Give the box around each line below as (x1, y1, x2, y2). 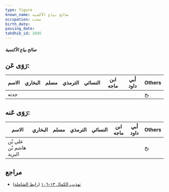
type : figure (5, 7, 33, 13)
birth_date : (5, 21, 30, 27)
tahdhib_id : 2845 (5, 31, 42, 36)
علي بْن (8, 138, 24, 145)
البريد (8, 151, 19, 158)
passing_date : (5, 26, 35, 31)
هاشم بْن (8, 145, 27, 152)
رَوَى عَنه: (5, 108, 30, 117)
